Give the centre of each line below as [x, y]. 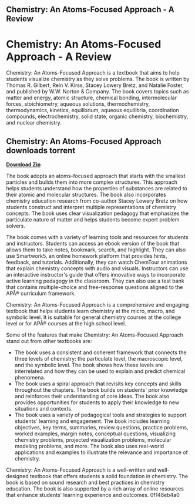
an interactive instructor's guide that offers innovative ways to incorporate [96, 275]
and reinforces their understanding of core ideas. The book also [92, 397]
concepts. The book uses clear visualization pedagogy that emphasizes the [97, 213]
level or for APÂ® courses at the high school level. [66, 324]
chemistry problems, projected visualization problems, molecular [93, 440]
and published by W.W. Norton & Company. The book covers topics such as [97, 92]
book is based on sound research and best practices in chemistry [85, 483]
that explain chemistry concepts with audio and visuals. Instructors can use [97, 268]
